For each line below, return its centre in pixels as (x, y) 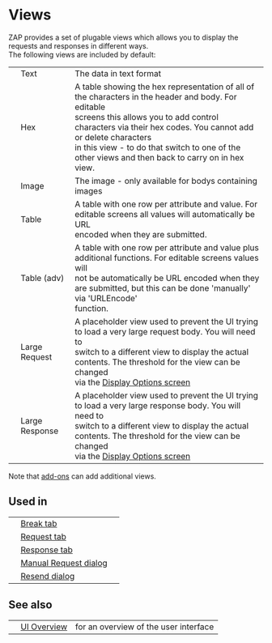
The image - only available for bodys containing (166, 181)
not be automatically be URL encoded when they (167, 278)
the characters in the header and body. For (155, 96)
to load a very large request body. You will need (165, 331)
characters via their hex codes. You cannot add (164, 127)
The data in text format (118, 73)
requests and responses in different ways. (79, 45)
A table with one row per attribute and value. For (166, 204)
